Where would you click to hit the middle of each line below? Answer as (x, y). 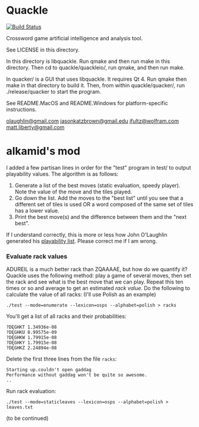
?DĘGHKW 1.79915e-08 (32, 338)
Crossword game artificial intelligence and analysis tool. (75, 38)
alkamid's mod (43, 151)
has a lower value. (37, 211)
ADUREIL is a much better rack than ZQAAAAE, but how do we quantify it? (97, 269)
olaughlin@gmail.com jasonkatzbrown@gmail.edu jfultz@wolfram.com (93, 121)
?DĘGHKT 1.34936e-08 (32, 327)
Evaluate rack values (37, 256)
